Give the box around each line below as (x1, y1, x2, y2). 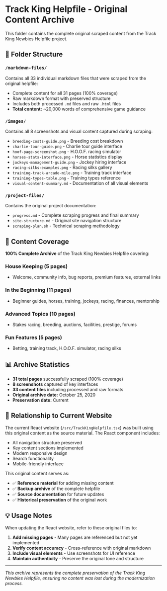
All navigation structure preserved (12, 439, 83, 445)
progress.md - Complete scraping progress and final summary (12, 212, 139, 218)
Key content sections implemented (12, 445, 83, 451)
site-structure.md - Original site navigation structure (12, 218, 122, 224)
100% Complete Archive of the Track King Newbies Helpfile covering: (5, 251, 150, 256)
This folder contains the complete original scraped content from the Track (5, 30, 157, 36)
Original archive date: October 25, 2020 (12, 392, 96, 398)
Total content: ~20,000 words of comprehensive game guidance (12, 106, 146, 112)
